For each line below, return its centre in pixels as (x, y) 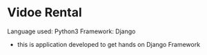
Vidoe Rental (45, 13)
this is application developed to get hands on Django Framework (109, 44)
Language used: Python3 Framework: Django (71, 31)
